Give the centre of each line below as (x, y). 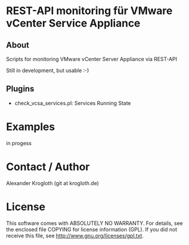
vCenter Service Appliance (73, 23)
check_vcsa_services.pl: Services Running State (72, 103)
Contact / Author (48, 167)
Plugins (20, 89)
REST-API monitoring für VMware (90, 11)
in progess (19, 143)
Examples (31, 127)
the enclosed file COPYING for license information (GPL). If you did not (92, 229)
